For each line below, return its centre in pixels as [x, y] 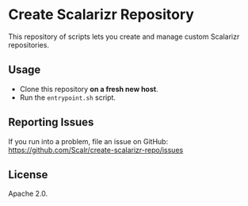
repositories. [29, 44]
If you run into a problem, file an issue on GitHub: [88, 141]
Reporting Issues [51, 122]
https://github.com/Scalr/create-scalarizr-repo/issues [96, 150]
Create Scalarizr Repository [101, 15]
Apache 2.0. [28, 194]
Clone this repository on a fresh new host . [89, 89]
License [28, 175]
